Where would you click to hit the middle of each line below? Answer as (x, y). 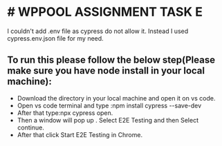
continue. (31, 127)
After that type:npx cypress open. (65, 113)
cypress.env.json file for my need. (55, 38)
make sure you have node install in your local (106, 71)
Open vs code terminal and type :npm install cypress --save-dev (109, 105)
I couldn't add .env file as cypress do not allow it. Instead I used (98, 31)
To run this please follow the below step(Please (111, 60)
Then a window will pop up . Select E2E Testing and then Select (108, 120)
